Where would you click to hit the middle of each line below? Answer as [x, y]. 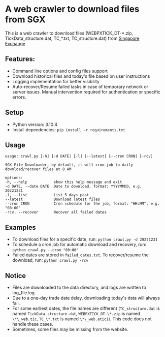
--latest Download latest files [52, 199]
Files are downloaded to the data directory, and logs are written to [79, 287]
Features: [20, 59]
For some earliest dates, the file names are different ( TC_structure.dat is [86, 308]
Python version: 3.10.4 [35, 124]
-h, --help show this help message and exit [64, 182]
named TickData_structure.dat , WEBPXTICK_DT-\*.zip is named [76, 314]
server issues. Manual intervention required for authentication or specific [86, 92]
